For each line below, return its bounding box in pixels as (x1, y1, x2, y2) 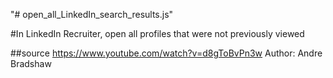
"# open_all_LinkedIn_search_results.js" (10, 9, 174, 20)
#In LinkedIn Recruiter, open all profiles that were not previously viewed (10, 28, 305, 39)
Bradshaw (10, 58, 52, 69)
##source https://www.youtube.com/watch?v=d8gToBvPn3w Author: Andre (10, 47, 323, 59)
